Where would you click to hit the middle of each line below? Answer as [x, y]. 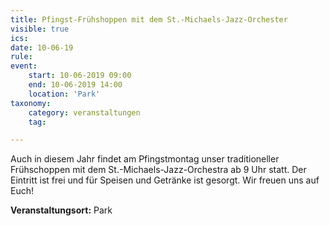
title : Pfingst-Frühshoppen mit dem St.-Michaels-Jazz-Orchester [149, 19]
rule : [21, 57]
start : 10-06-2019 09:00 [80, 76]
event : [24, 66]
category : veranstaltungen [84, 112]
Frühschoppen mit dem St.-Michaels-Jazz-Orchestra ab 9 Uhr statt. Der [158, 170]
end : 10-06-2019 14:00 [75, 85]
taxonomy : [31, 103]
